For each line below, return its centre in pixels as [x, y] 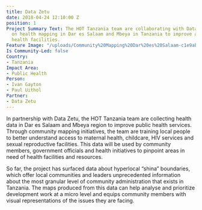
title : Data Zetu [28, 12]
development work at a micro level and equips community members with [96, 194]
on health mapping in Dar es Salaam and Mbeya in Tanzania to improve [102, 34]
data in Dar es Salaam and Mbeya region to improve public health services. [99, 125]
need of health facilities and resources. [55, 156]
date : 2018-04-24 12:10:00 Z [43, 17]
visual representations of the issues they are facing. [70, 200]
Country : [17, 57]
